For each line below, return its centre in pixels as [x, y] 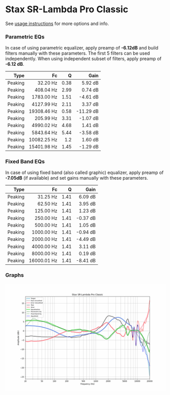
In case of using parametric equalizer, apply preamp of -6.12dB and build [82, 48]
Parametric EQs [25, 37]
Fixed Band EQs [25, 161]
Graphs [15, 275]
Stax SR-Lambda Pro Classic [67, 9]
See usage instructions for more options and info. [57, 23]
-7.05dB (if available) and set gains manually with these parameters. [77, 178]
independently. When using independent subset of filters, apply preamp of [83, 59]
